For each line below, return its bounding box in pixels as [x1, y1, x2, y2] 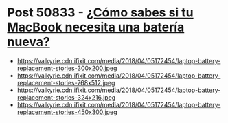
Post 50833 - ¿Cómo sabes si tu [7, 5, 194, 21]
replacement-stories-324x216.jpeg [16, 93, 116, 101]
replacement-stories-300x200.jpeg [16, 64, 117, 72]
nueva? [7, 34, 50, 49]
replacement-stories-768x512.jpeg [16, 78, 115, 87]
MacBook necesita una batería [7, 19, 185, 35]
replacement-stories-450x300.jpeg [16, 108, 117, 116]
